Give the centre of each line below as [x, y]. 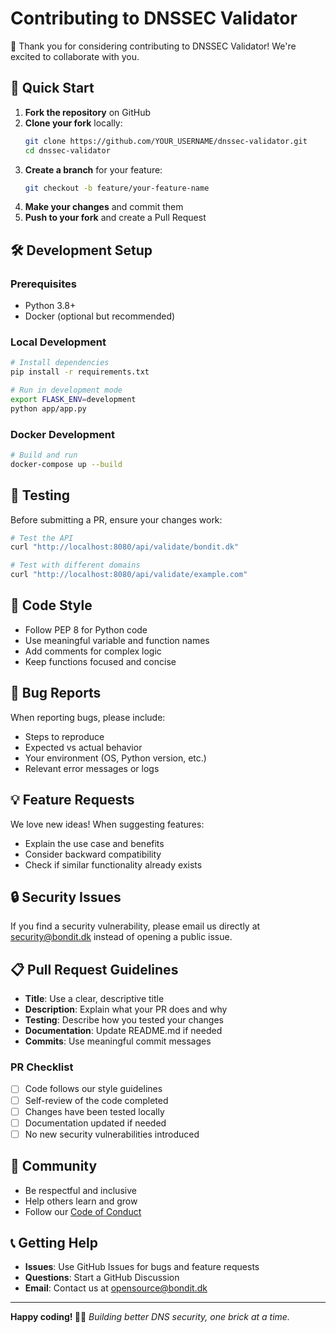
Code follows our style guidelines [93, 1089]
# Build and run [44, 455]
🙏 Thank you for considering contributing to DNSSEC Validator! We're [153, 46]
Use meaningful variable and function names [117, 640]
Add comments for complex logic [93, 651]
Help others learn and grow [81, 1201]
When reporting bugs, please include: [88, 717]
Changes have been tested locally [94, 1111]
